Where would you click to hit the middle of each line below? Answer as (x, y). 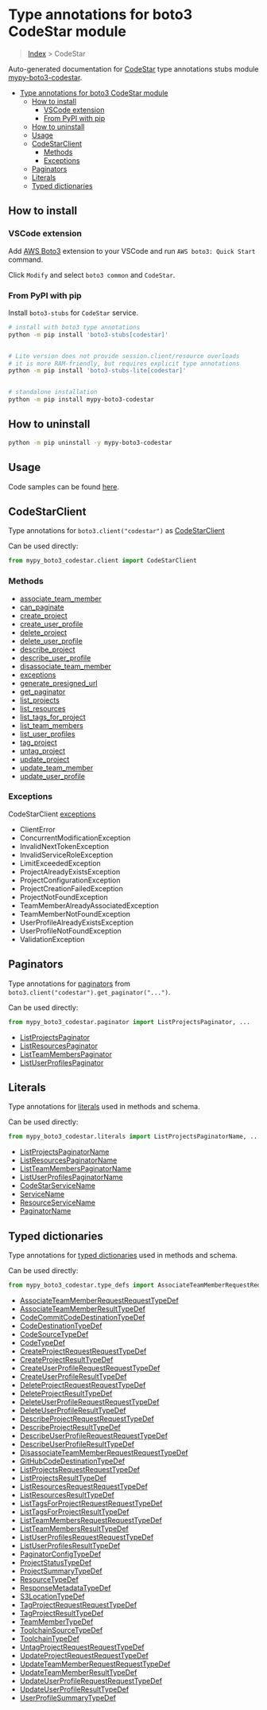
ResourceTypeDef (49, 1579)
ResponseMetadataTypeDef (65, 1587)
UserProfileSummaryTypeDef (68, 1697)
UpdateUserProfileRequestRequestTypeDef (91, 1681)
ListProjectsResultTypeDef (63, 1478)
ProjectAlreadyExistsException (70, 871)
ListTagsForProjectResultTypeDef (74, 1511)
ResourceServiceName (57, 1202)
